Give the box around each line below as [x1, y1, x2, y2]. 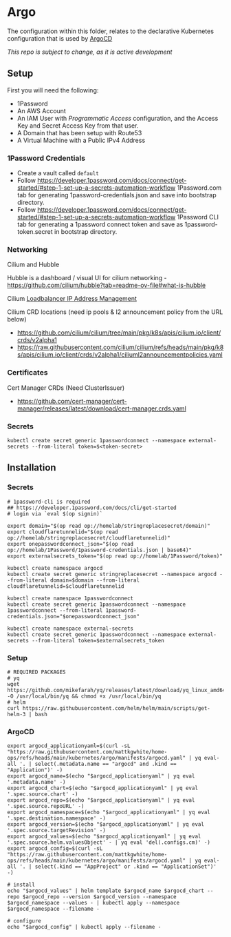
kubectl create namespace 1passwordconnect [7, 595, 134, 602]
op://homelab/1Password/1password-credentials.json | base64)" [7, 546, 192, 553]
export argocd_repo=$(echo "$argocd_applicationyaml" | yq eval [7, 797, 195, 804]
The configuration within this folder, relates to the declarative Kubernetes [7, 27, 214, 35]
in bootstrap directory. [54, 228, 118, 236]
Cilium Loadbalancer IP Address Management [7, 295, 137, 303]
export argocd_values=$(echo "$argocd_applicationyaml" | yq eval [7, 833, 201, 840]
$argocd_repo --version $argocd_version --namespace [22, 894, 177, 900]
